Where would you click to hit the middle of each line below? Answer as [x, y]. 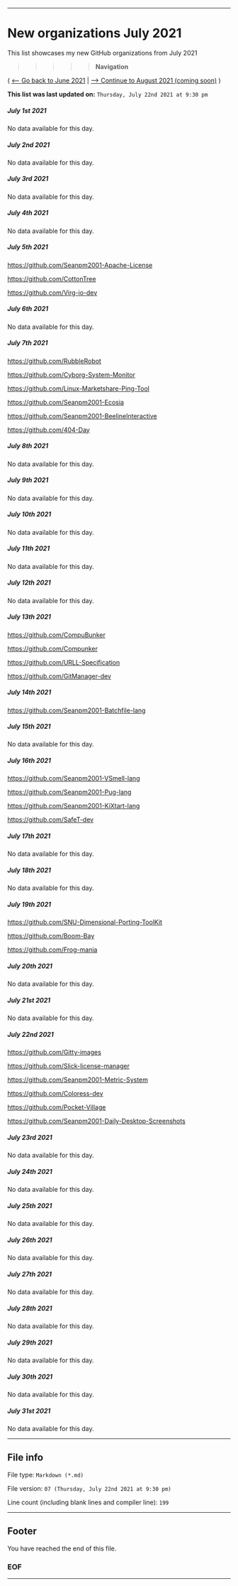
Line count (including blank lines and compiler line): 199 [88, 1502]
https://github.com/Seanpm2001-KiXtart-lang [74, 806]
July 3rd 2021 [28, 179]
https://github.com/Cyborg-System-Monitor [72, 374]
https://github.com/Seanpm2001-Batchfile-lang [76, 710]
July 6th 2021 [28, 309]
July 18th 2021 [29, 870]
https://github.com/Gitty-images [54, 1053]
